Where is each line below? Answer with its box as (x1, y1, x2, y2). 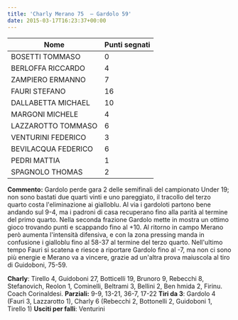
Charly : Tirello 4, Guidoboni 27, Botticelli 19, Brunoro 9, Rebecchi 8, (7, 274, 205, 282)
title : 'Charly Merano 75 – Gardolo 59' (7, 10, 132, 18)
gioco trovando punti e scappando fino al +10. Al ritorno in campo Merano (7, 223, 224, 231)
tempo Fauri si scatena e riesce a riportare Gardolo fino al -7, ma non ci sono (7, 245, 232, 254)
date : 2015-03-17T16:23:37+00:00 (7, 17, 107, 24)
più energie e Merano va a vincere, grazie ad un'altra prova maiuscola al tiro (7, 253, 230, 261)
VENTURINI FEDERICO (11, 132, 87, 142)
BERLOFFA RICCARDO (11, 63, 85, 73)
